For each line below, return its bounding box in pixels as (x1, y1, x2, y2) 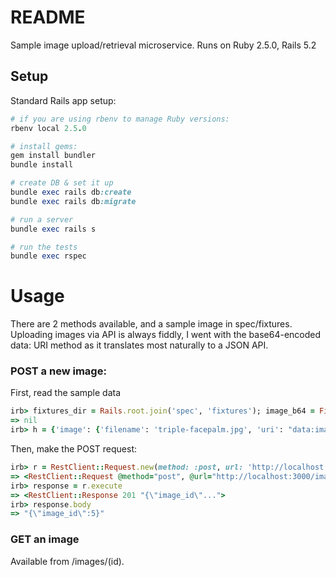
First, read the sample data (10, 387, 122, 399)
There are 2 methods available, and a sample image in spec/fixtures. (10, 318, 293, 330)
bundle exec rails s (10, 224, 97, 234)
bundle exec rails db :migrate (10, 196, 137, 206)
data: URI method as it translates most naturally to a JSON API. (10, 339, 269, 351)
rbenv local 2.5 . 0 (10, 123, 87, 133)
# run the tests (10, 242, 78, 252)
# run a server (10, 214, 74, 225)
